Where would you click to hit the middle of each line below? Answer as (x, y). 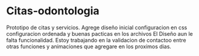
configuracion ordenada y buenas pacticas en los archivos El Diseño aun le (99, 33)
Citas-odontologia (53, 11)
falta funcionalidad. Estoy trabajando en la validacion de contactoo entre (96, 40)
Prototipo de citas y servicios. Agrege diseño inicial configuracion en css (97, 27)
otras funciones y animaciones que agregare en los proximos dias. (89, 46)
